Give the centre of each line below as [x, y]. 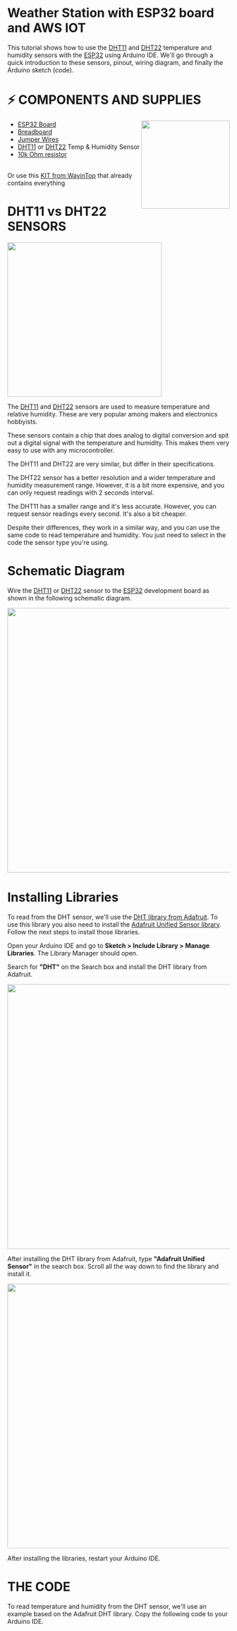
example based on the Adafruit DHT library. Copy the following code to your [118, 1613]
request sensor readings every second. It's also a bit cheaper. [97, 514]
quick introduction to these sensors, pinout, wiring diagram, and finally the [115, 62]
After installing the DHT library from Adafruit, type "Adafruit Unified [106, 1258]
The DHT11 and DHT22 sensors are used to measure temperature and [109, 407]
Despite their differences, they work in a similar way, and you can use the [114, 527]
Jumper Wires [38, 139]
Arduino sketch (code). [41, 70]
